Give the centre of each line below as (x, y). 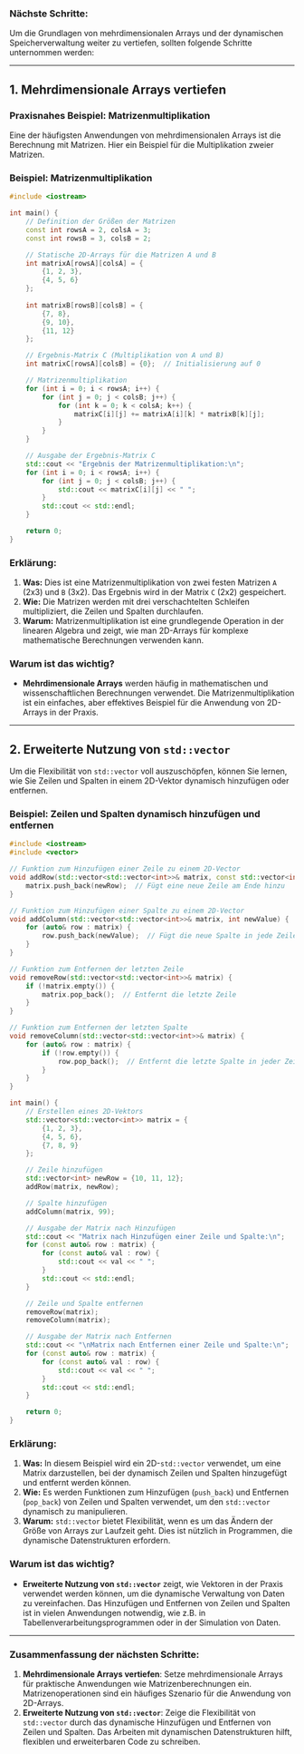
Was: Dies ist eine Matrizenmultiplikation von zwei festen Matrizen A (150, 582)
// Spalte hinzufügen (66, 1203)
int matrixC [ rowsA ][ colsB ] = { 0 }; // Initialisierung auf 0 (143, 364)
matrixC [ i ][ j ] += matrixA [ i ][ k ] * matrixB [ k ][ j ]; (169, 414)
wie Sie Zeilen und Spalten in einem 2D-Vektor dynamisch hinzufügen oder (149, 781)
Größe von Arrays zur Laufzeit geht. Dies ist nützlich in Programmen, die (157, 1531)
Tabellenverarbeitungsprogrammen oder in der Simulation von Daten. (152, 1622)
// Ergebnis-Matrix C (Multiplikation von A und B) (125, 356)
